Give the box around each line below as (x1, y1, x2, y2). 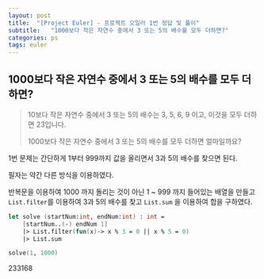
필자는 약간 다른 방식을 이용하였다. (8, 170, 114, 179)
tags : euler (8, 41, 48, 49)
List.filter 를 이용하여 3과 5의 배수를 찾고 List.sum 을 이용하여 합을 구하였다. (8, 197, 253, 206)
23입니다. (36, 120, 67, 129)
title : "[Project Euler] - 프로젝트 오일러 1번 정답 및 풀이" (8, 19, 200, 27)
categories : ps (8, 33, 59, 42)
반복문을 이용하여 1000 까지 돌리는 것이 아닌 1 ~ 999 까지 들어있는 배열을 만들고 (8, 187, 255, 197)
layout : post (8, 11, 52, 20)
